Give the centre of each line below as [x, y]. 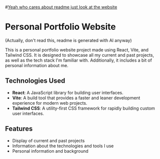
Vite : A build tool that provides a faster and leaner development [76, 98]
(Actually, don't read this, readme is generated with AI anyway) [69, 40]
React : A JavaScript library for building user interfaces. [68, 92]
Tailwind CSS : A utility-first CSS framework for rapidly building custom [83, 108]
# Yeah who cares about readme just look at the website [61, 7]
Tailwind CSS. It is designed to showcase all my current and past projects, [80, 55]
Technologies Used [35, 81]
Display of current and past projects [48, 140]
